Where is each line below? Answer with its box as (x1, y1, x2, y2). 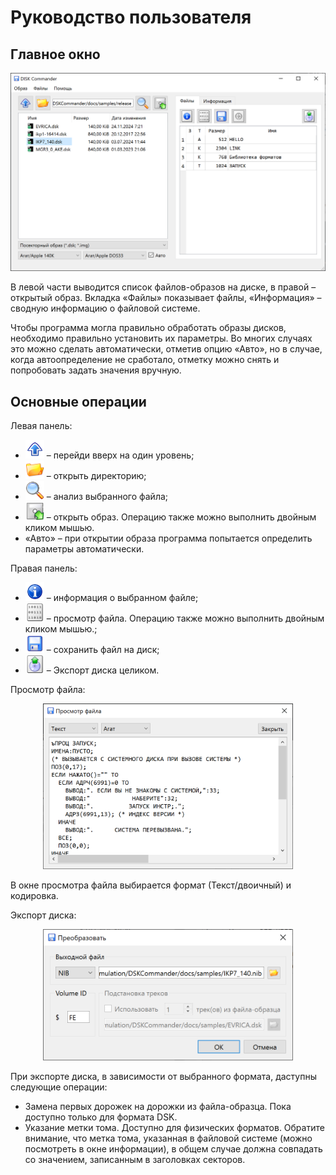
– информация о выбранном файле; (46, 592, 199, 604)
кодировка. (10, 890, 59, 902)
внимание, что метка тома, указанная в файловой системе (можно (24, 1132, 313, 1145)
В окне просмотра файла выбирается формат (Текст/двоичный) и (10, 879, 292, 891)
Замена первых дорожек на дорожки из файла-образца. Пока (24, 1101, 292, 1113)
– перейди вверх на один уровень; (46, 449, 195, 461)
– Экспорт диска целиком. (46, 664, 160, 676)
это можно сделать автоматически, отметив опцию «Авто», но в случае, (10, 343, 323, 355)
